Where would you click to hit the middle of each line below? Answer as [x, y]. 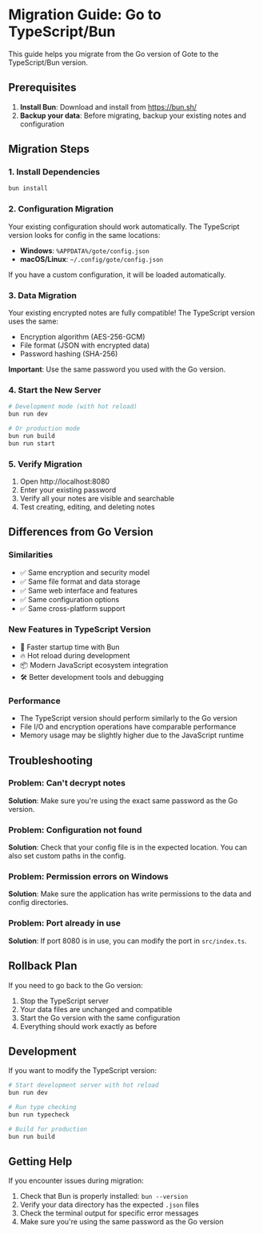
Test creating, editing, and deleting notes [88, 507]
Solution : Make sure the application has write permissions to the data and [130, 894]
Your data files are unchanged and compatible [96, 1009]
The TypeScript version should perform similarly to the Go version [129, 718]
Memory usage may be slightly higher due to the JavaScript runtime [132, 735]
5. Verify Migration [45, 464]
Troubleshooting [51, 760]
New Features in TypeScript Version [80, 629]
